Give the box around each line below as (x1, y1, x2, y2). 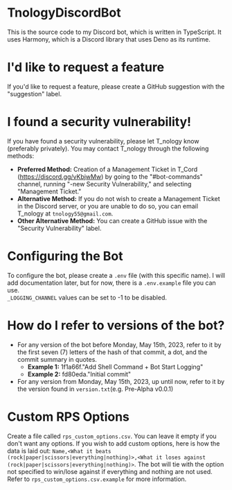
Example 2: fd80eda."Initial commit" (27, 369, 132, 378)
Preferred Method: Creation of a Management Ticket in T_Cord (17, 165, 198, 173)
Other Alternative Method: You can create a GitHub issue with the (17, 216, 208, 225)
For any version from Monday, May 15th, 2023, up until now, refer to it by (17, 377, 225, 385)
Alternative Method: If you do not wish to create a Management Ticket (17, 194, 220, 202)
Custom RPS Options (7, 409, 130, 424)
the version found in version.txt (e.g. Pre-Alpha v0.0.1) (17, 385, 174, 393)
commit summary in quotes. (17, 355, 97, 363)
